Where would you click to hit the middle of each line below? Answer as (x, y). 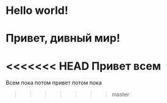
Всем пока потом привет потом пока (54, 83)
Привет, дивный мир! (63, 38)
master (120, 95)
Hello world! (37, 11)
